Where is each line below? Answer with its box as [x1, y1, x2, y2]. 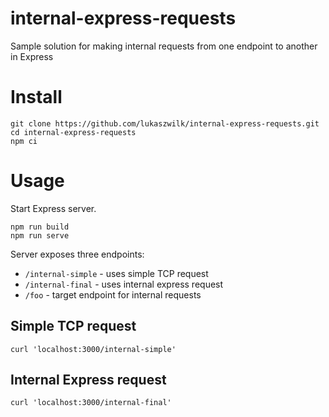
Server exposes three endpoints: [10, 248, 145, 260]
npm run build [10, 222, 70, 232]
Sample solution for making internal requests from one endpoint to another [10, 40, 318, 52]
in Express [10, 50, 54, 62]
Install [10, 86, 63, 109]
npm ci [10, 136, 38, 146]
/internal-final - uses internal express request [24, 278, 224, 290]
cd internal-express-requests [10, 127, 137, 137]
